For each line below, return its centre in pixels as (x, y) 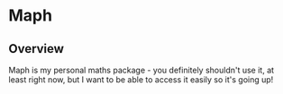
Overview (37, 49)
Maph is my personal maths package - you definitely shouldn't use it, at (141, 70)
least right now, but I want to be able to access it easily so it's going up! (141, 80)
